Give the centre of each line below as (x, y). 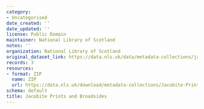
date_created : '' (28, 23)
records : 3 (20, 62)
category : (19, 12)
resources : (20, 68)
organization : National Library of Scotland (63, 51)
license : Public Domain (36, 35)
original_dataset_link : (36, 57)
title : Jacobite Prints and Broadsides (57, 96)
